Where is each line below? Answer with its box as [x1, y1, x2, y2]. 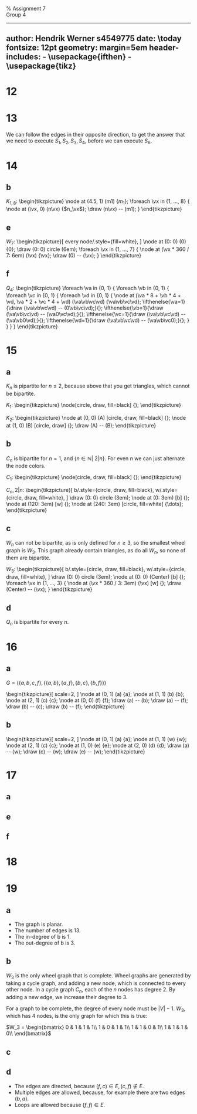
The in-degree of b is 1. [14, 933, 72, 940]
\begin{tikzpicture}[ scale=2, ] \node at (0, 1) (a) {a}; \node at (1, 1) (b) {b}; [6, 690, 185, 697]
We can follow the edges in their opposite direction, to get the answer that [6, 131, 185, 138]
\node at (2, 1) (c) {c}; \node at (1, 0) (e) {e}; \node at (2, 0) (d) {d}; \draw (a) [6, 742, 189, 749]
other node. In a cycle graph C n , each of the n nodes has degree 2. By [6, 986, 176, 994]
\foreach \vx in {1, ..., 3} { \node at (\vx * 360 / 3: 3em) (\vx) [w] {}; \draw [6, 580, 182, 587]
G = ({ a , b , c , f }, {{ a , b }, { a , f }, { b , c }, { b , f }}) [6, 679, 107, 686]
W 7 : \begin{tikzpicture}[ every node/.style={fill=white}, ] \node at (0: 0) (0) [6, 237, 186, 246]
